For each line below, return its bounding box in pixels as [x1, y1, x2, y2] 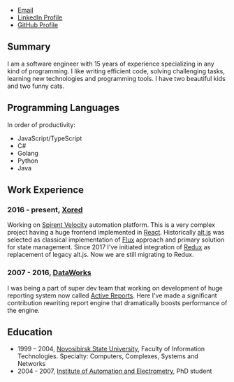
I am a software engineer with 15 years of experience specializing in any [7, 59, 214, 68]
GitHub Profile [17, 21, 58, 29]
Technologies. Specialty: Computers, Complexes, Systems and [17, 352, 199, 360]
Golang [17, 149, 38, 157]
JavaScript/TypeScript [17, 134, 82, 142]
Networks [17, 360, 46, 368]
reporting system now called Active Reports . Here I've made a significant [7, 291, 218, 300]
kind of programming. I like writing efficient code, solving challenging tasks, [7, 66, 226, 75]
